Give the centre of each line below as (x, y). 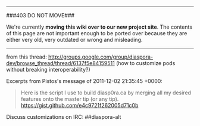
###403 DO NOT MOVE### (40, 15)
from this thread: (27, 57)
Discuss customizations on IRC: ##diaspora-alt (64, 117)
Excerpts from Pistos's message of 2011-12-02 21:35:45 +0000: (84, 81)
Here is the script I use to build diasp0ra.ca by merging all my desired (106, 93)
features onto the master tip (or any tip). (70, 99)
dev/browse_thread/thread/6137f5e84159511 (60, 63)
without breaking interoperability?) (48, 70)
